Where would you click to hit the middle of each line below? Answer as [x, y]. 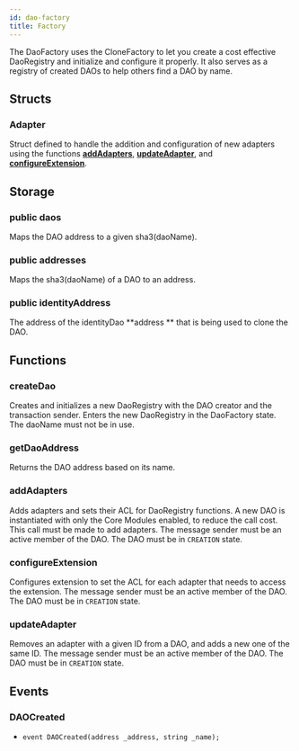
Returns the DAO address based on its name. [92, 468]
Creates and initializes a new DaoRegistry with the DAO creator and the [141, 406]
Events [29, 691]
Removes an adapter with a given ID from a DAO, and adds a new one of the [149, 644]
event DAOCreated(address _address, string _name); [121, 738]
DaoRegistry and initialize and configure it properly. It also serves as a [138, 61]
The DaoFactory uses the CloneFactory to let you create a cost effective [143, 51]
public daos [35, 217]
